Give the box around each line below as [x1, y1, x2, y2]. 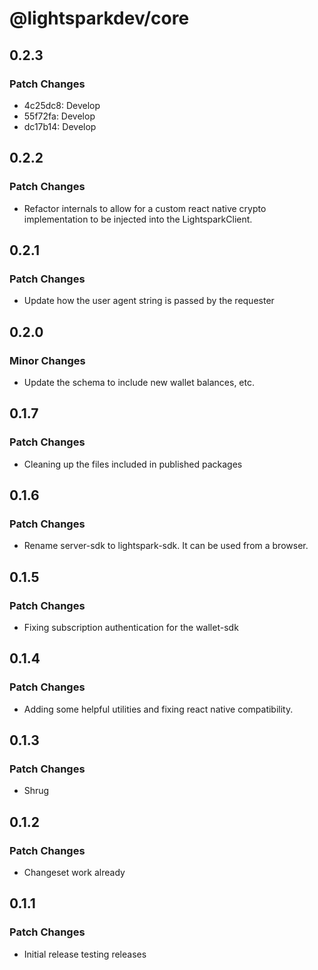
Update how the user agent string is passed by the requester [23, 295, 275, 307]
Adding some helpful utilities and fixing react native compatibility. [23, 703, 294, 715]
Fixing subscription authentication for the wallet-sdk [23, 622, 239, 633]
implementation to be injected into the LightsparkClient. [23, 213, 253, 225]
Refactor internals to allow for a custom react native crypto [23, 202, 267, 214]
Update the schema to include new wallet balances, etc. [23, 376, 255, 388]
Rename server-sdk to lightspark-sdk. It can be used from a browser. [23, 540, 309, 552]
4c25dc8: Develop [23, 99, 101, 111]
